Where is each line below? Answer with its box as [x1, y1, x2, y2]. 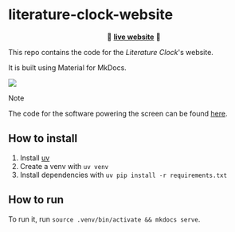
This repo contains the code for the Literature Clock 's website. [8, 47, 213, 57]
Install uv [19, 153, 50, 163]
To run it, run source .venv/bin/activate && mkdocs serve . [8, 214, 201, 224]
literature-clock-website [8, 6, 174, 24]
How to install [8, 132, 78, 145]
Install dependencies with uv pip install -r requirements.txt [19, 170, 228, 179]
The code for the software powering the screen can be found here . [8, 108, 228, 118]
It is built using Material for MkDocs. [8, 62, 127, 73]
